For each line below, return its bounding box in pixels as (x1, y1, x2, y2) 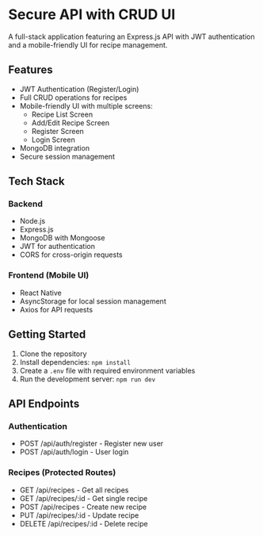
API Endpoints (8, 396, 80, 410)
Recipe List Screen (31, 109, 93, 119)
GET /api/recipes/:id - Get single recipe (19, 493, 148, 503)
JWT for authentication (19, 242, 95, 251)
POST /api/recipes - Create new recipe (19, 502, 147, 511)
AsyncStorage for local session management (19, 296, 166, 306)
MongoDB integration (19, 143, 90, 152)
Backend (8, 198, 44, 209)
